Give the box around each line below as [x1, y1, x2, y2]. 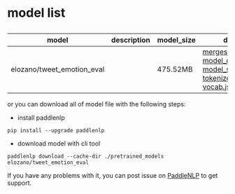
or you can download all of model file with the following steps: [7, 99, 186, 108]
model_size [157, 35, 196, 45]
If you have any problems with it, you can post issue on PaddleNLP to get [7, 171, 218, 179]
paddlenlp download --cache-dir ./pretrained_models [7, 153, 164, 160]
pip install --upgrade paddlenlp [7, 127, 105, 134]
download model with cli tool [17, 139, 101, 148]
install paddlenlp [17, 113, 65, 122]
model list [7, 5, 66, 21]
